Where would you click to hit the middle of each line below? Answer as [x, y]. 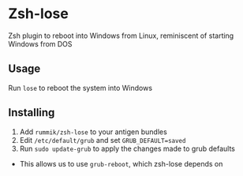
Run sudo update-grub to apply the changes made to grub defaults [127, 148]
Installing [32, 112]
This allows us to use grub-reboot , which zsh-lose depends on [121, 163]
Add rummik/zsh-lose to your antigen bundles [93, 132]
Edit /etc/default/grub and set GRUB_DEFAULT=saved [103, 140]
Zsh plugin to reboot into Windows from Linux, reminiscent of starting [121, 36]
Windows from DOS [40, 43]
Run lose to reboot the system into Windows [80, 88]
